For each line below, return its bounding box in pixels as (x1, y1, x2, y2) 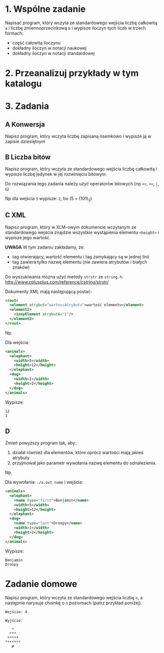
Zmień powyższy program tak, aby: (5, 440, 77, 446)
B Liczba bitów (5, 153, 51, 161)
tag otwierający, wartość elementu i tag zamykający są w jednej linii (12, 254, 150, 259)
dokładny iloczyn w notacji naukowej (12, 45, 87, 51)
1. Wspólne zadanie (5, 3, 86, 15)
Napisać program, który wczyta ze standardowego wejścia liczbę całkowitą (5, 20, 158, 26)
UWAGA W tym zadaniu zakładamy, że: (5, 244, 85, 250)
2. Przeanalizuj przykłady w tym (5, 68, 139, 79)
